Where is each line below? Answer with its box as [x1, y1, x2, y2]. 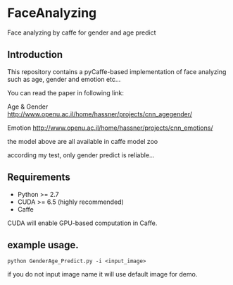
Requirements [7, 171, 70, 183]
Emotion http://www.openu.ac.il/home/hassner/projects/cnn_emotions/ [7, 123, 213, 132]
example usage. [7, 238, 79, 251]
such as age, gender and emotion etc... [7, 75, 121, 83]
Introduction [7, 49, 63, 61]
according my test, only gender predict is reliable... [7, 150, 155, 159]
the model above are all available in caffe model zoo [7, 137, 158, 145]
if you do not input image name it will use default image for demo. [7, 270, 198, 279]
